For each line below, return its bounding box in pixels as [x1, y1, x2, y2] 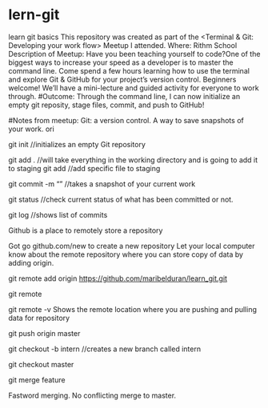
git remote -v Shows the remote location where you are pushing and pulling [8, 304, 258, 314]
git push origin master [8, 328, 81, 338]
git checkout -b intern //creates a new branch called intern [8, 344, 202, 354]
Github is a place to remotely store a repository [8, 226, 163, 235]
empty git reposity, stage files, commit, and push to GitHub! [8, 100, 205, 110]
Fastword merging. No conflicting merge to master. [8, 390, 177, 400]
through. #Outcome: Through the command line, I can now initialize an [8, 91, 241, 101]
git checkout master [8, 359, 74, 369]
